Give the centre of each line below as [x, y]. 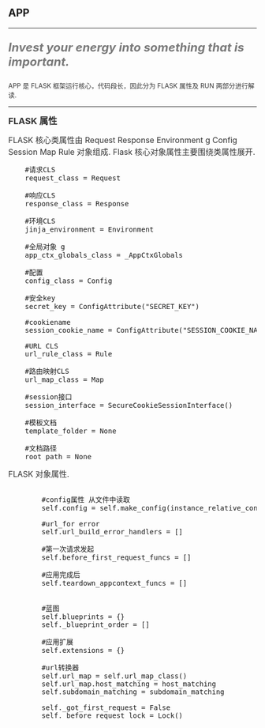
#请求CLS [40, 170]
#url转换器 [60, 668]
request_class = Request [73, 178]
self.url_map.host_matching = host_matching [129, 684]
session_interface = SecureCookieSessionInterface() [129, 405]
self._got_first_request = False [106, 707]
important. [39, 62]
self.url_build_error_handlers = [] [112, 532]
